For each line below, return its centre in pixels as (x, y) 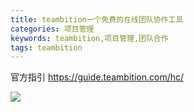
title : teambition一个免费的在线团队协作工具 (97, 19)
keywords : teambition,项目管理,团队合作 (89, 38)
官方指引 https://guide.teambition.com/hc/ (97, 77)
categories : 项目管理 (52, 29)
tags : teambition (46, 47)
